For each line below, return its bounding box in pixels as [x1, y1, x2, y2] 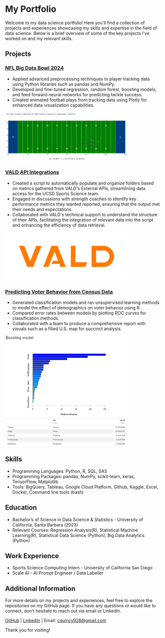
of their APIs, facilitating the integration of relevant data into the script [12, 217, 154, 223]
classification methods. [12, 315, 60, 321]
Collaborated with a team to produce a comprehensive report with [12, 321, 146, 327]
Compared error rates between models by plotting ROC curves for [12, 310, 146, 316]
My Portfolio [5, 3, 56, 15]
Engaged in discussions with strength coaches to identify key [12, 196, 137, 202]
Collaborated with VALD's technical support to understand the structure [12, 211, 158, 218]
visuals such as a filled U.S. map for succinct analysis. [12, 326, 122, 332]
